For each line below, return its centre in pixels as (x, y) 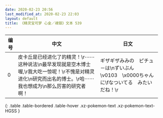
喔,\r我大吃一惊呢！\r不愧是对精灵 (56, 72)
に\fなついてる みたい (126, 83)
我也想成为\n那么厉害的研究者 (52, 86)
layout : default (21, 18)
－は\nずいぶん (117, 68)
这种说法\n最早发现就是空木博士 (54, 65)
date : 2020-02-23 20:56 (29, 9)
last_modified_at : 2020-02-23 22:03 (42, 14)
